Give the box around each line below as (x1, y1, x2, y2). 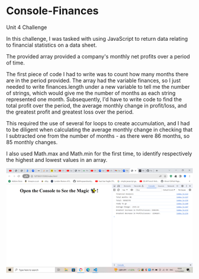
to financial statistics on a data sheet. (6, 41, 97, 48)
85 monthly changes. (6, 138, 58, 145)
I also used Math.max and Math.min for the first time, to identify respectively (6, 150, 192, 157)
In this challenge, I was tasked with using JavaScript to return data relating (6, 35, 188, 42)
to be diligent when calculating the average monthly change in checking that (6, 126, 193, 133)
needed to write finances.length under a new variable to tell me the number (6, 83, 190, 90)
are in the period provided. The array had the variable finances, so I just (6, 77, 181, 84)
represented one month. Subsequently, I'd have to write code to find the (6, 96, 182, 103)
